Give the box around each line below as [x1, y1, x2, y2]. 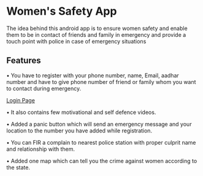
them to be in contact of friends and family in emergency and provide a [6, 31, 186, 38]
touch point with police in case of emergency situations [6, 37, 147, 45]
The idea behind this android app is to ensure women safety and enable [6, 25, 188, 32]
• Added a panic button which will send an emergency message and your [6, 120, 192, 128]
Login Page [6, 96, 36, 104]
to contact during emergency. [6, 85, 82, 92]
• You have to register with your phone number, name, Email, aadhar [6, 72, 179, 79]
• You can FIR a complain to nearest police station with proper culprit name [6, 139, 196, 146]
